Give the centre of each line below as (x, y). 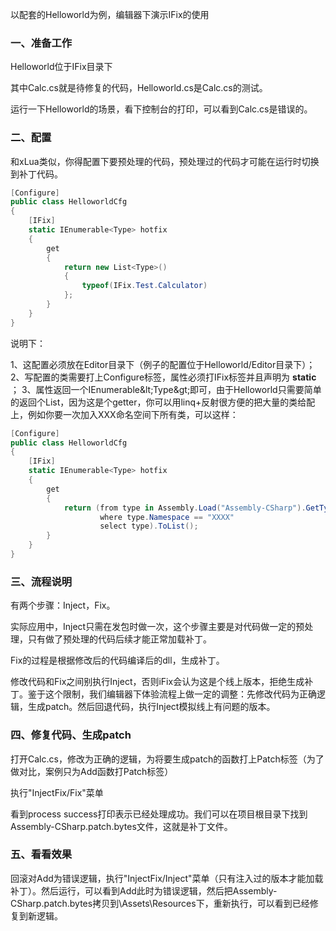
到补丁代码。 (36, 174)
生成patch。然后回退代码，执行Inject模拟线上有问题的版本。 (151, 707)
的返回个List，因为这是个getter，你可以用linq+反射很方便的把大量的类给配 (163, 402)
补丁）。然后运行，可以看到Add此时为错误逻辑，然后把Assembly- (144, 890)
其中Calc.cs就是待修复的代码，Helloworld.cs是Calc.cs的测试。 (139, 88)
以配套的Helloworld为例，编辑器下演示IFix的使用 (110, 14)
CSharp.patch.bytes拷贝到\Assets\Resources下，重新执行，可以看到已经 (160, 903)
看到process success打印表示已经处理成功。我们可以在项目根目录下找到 (159, 814)
